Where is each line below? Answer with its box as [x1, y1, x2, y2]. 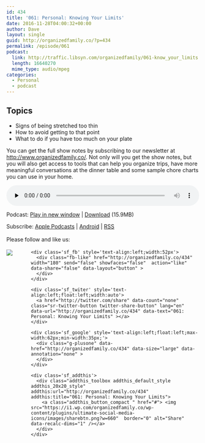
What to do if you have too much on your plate [15, 135, 133, 142]
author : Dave [6, 26, 40, 32]
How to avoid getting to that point [15, 128, 100, 135]
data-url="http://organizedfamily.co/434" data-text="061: [31, 308, 185, 314]
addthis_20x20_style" [31, 383, 86, 389]
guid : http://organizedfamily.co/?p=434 [6, 37, 111, 44]
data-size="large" [132, 346, 179, 352]
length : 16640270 [12, 60, 56, 66]
